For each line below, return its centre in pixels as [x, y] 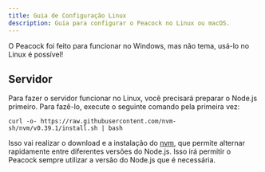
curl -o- [23, 121]
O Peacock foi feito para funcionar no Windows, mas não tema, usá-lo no [129, 45]
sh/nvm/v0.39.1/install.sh [53, 128]
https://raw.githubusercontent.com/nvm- [109, 121]
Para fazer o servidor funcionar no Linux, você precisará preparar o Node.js [133, 98]
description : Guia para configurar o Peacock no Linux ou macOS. [119, 23]
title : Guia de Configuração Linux [67, 16]
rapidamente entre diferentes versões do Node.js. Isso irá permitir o [120, 151]
